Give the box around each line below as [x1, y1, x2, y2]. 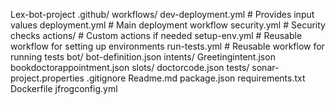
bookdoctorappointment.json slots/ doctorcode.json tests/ [10, 62, 250, 73]
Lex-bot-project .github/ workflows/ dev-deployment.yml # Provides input [10, 9, 315, 20]
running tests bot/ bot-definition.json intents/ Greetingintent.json [10, 51, 276, 63]
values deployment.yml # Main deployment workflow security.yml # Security [10, 19, 326, 31]
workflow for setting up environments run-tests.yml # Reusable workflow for [10, 40, 325, 52]
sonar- [251, 62, 280, 73]
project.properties [10, 72, 85, 84]
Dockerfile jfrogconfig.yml [10, 83, 118, 94]
